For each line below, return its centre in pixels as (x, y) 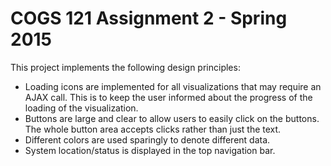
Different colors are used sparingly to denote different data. (147, 139)
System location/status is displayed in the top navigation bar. (150, 150)
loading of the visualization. (81, 108)
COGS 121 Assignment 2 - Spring (149, 18)
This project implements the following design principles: (125, 67)
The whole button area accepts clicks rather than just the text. (153, 129)
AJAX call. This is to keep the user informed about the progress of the (168, 97)
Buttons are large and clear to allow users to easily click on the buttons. (172, 118)
